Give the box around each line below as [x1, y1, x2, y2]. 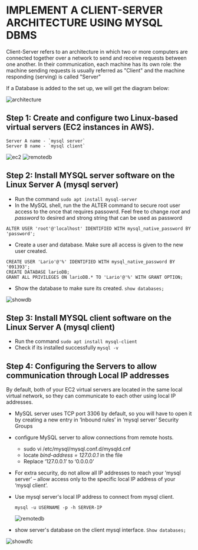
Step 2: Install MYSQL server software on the [6, 170, 175, 180]
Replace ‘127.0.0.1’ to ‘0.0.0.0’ [23, 458, 94, 465]
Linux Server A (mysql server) [6, 180, 119, 190]
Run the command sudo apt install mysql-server [14, 195, 137, 202]
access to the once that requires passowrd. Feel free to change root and [14, 208, 190, 215]
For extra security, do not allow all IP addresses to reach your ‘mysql [14, 469, 181, 476]
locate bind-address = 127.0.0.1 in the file [23, 452, 123, 459]
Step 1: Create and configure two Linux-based [6, 113, 179, 123]
